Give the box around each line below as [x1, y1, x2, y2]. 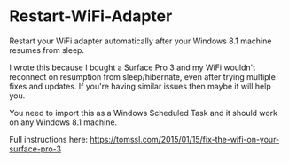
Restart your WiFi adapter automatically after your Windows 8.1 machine [9, 35, 272, 46]
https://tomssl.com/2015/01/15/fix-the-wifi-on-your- [90, 134, 280, 144]
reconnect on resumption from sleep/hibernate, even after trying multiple [9, 71, 277, 81]
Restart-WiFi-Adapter [9, 6, 173, 27]
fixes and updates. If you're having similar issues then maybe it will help [9, 81, 272, 91]
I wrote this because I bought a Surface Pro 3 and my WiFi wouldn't [9, 62, 256, 73]
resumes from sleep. [9, 44, 85, 55]
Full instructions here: [9, 134, 89, 144]
